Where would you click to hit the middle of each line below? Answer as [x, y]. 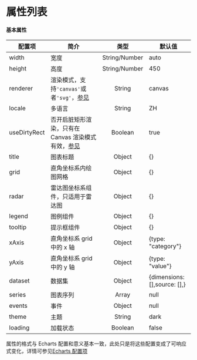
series [18, 295]
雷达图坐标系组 [71, 188]
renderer [21, 89]
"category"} [165, 246]
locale [17, 108]
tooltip [18, 227]
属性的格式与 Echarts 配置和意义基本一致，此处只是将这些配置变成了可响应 [96, 344]
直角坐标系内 [68, 168]
